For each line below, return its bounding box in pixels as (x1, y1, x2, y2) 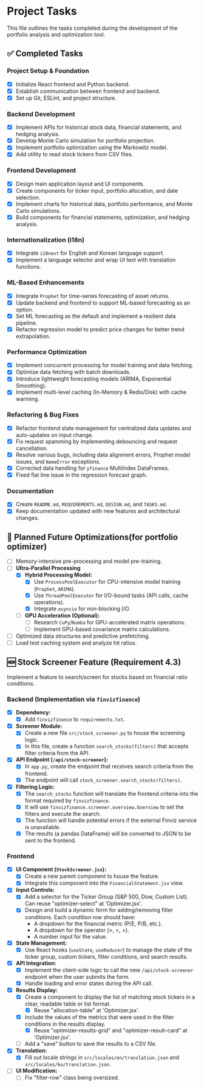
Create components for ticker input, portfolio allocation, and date (15, 187, 178, 194)
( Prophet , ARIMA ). (33, 585, 75, 592)
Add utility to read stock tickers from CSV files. (15, 151, 133, 158)
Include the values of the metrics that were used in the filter (24, 1013, 175, 1021)
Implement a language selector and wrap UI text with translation (15, 257, 176, 264)
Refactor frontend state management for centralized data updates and (15, 424, 191, 432)
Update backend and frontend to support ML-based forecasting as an (15, 299, 191, 306)
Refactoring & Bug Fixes (7, 410, 80, 419)
